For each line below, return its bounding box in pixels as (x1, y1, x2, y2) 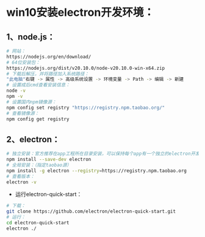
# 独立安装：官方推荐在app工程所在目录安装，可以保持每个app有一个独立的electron (6, 151, 191, 157)
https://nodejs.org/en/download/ (6, 53, 92, 60)
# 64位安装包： (6, 59, 41, 66)
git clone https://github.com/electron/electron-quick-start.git (6, 208, 176, 215)
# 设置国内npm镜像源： (6, 98, 57, 105)
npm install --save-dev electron (6, 156, 92, 163)
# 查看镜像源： (6, 110, 40, 116)
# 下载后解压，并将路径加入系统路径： (6, 70, 90, 77)
